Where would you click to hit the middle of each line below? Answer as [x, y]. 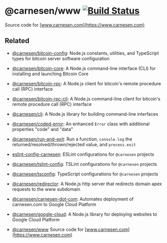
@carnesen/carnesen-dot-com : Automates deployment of [73, 199]
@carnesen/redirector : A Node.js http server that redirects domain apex [87, 184]
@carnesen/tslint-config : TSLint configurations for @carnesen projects [85, 164]
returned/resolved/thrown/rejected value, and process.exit [74, 144]
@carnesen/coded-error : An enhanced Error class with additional [81, 124]
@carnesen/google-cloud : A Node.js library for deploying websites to [85, 214]
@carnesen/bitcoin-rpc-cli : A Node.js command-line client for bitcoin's [86, 98]
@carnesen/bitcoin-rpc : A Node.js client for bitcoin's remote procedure [87, 83]
